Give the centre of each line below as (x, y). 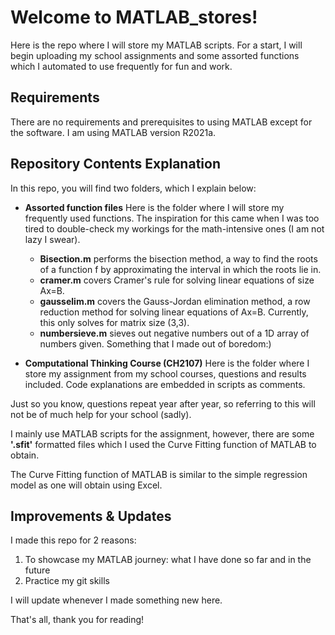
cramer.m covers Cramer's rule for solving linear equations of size (177, 280)
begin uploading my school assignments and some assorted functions (155, 55)
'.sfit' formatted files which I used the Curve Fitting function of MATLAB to (163, 444)
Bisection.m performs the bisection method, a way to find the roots (178, 258)
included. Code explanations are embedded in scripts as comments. (165, 384)
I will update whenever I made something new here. (116, 600)
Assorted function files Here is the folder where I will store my (154, 207)
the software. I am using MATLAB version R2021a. (113, 132)
